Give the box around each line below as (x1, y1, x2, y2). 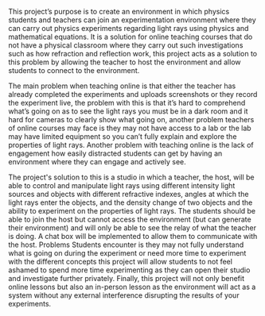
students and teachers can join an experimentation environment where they (8, 15, 256, 25)
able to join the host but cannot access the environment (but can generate (8, 214, 252, 224)
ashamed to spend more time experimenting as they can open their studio (8, 265, 251, 275)
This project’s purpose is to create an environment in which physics (8, 7, 230, 16)
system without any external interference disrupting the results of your (8, 291, 240, 300)
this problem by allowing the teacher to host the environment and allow (8, 57, 241, 67)
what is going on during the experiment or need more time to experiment (8, 249, 247, 257)
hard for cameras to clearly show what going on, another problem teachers (8, 115, 255, 124)
